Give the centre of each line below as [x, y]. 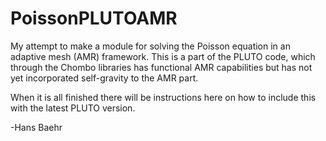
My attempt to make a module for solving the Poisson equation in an [150, 46]
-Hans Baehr [36, 127]
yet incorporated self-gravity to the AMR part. [104, 78]
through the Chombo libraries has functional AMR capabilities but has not [161, 67]
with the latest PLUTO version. [73, 108]
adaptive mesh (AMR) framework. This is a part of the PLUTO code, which [163, 56]
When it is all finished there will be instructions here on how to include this [163, 97]
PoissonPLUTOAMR [94, 18]
